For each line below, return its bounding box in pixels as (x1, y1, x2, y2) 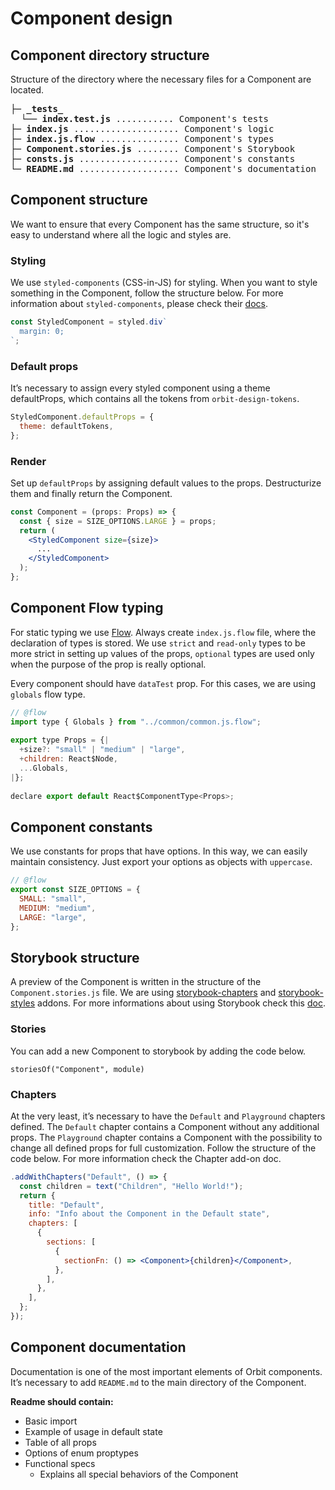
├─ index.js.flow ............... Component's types (10, 133, 275, 144)
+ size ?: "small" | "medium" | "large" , (19, 745, 186, 755)
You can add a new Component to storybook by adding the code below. (10, 1045, 307, 1057)
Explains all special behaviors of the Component (39, 1468, 239, 1480)
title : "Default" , (28, 1200, 105, 1210)
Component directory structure (10, 47, 210, 64)
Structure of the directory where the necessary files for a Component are (10, 73, 312, 85)
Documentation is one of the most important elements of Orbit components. (10, 1365, 323, 1377)
